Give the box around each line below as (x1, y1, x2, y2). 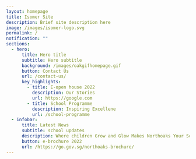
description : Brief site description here (6, 19, 111, 25)
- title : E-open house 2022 (27, 84, 95, 90)
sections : (6, 41, 30, 47)
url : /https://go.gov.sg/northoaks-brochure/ (21, 144, 134, 150)
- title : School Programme (27, 100, 93, 107)
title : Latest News (21, 122, 69, 128)
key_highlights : (21, 79, 61, 85)
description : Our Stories (32, 90, 95, 96)
